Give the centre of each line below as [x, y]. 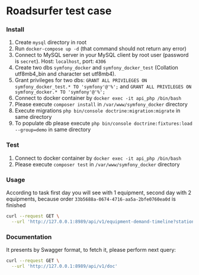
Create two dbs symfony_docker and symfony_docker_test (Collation [97, 68]
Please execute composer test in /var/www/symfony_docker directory [97, 164]
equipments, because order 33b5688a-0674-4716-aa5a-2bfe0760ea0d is [91, 199]
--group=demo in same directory [53, 129]
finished [16, 206]
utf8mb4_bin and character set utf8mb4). [65, 74]
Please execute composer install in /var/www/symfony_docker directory [101, 105]
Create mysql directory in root [51, 42]
